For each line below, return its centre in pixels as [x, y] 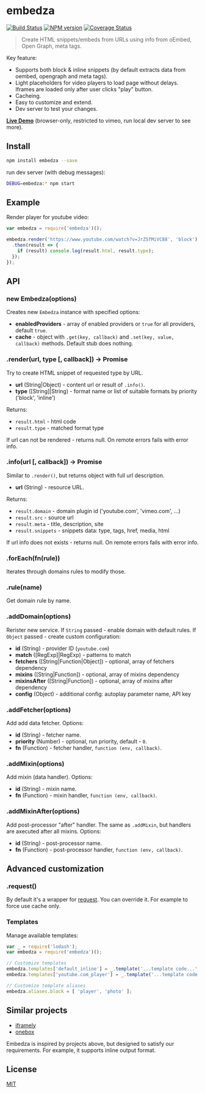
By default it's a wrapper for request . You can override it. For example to [97, 900]
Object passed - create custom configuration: [63, 636]
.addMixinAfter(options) [43, 811]
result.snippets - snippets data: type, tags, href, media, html [92, 530]
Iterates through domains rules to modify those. [66, 572]
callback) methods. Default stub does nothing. [74, 344]
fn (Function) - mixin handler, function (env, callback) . [86, 795]
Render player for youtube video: [48, 217]
